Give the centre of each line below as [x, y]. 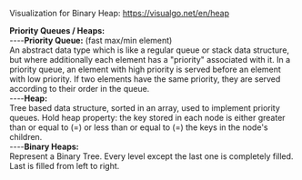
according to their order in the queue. [80, 89]
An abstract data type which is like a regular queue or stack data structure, [149, 50]
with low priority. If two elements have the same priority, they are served [145, 79]
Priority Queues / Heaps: [57, 30]
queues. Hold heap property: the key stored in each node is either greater [147, 118]
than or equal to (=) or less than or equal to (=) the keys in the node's [139, 127]
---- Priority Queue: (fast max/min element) [91, 40]
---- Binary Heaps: [44, 146]
